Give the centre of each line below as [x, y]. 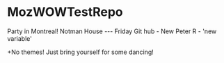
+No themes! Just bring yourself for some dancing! [81, 52]
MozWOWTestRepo [65, 12]
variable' [20, 38]
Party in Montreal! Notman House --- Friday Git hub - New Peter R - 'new [112, 31]
